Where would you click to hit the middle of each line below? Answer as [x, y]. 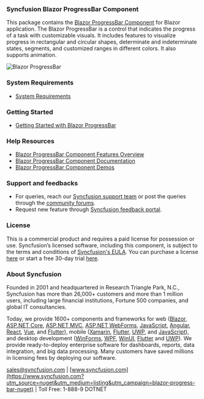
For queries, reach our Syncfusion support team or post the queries [100, 196]
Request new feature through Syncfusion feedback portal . [89, 209]
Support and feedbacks [42, 184]
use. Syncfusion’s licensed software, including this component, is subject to [102, 245]
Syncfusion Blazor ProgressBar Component [73, 9]
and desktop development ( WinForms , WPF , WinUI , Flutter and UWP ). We [99, 338]
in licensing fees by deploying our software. [62, 358]
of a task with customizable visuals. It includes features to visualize [91, 35]
